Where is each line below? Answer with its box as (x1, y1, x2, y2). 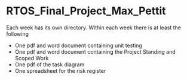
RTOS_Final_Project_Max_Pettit (6, 4, 166, 18)
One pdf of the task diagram (14, 61, 85, 68)
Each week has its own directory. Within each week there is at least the (6, 24, 181, 31)
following (6, 30, 29, 37)
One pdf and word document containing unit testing (14, 42, 142, 49)
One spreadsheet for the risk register (14, 67, 106, 74)
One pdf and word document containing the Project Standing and (14, 48, 176, 55)
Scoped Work (14, 54, 49, 61)
